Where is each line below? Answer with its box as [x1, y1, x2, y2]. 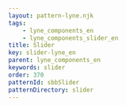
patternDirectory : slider [8, 85, 94, 94]
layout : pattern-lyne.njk [8, 11, 94, 20]
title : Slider [8, 41, 55, 49]
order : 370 [8, 71, 44, 79]
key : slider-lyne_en [8, 49, 77, 57]
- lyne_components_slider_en [22, 33, 119, 42]
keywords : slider [8, 64, 66, 72]
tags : [8, 19, 26, 27]
